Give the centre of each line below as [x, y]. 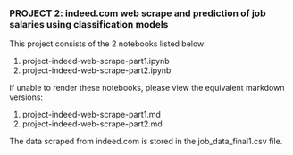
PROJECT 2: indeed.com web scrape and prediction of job [138, 13]
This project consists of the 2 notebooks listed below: [108, 44]
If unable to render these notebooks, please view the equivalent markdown [147, 88]
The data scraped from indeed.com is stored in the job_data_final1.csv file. [146, 142]
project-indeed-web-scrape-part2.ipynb [96, 70]
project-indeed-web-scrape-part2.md [92, 124]
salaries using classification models [89, 24]
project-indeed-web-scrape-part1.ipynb [96, 61]
